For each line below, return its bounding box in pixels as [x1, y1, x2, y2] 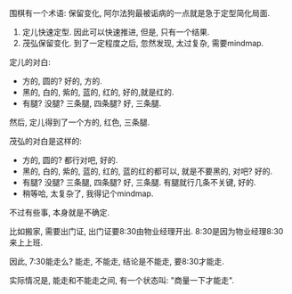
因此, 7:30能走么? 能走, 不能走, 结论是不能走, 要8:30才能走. [9, 257, 225, 266]
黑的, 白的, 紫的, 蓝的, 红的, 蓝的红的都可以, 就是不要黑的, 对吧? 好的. [21, 166, 273, 176]
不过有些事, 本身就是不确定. [9, 208, 110, 217]
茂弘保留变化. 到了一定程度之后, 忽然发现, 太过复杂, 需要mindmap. [21, 38, 264, 48]
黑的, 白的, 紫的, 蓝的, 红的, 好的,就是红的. [21, 87, 174, 97]
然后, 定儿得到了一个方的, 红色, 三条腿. [9, 117, 150, 127]
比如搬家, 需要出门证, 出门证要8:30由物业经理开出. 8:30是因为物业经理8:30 [9, 226, 284, 236]
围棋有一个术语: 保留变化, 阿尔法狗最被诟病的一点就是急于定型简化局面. [9, 8, 270, 18]
